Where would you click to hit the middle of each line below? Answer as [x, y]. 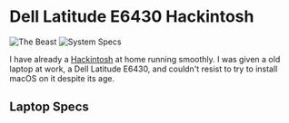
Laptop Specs [49, 107]
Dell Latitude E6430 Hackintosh [132, 17]
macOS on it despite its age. [62, 78]
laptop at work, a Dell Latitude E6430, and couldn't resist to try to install [144, 69]
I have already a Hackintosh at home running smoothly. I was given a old [145, 59]
